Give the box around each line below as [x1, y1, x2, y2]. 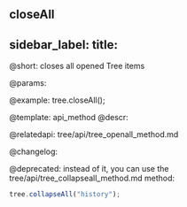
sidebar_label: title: [9, 37, 118, 52]
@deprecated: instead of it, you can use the [9, 164, 169, 174]
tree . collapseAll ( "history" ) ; [9, 190, 121, 199]
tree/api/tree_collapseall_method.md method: [9, 172, 175, 184]
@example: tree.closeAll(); [9, 95, 105, 105]
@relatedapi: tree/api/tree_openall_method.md [9, 129, 179, 140]
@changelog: [9, 146, 58, 157]
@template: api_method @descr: [9, 112, 129, 123]
